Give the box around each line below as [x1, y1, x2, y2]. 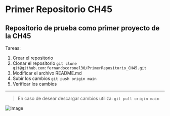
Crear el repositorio [12, 55, 53, 61]
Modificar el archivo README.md [12, 70, 82, 76]
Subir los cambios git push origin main [12, 75, 97, 82]
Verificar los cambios [12, 81, 57, 87]
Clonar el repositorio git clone [12, 60, 77, 66]
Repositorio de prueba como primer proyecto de [5, 24, 160, 32]
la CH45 [5, 31, 31, 40]
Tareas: [5, 45, 21, 51]
